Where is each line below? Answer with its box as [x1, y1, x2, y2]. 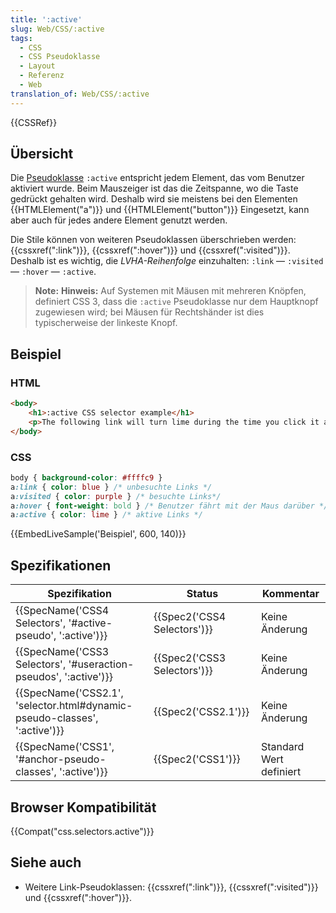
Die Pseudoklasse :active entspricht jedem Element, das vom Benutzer [10, 172, 305, 184]
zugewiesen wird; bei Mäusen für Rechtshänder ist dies [34, 306, 265, 318]
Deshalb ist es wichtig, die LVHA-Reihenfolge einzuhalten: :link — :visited [10, 255, 324, 267]
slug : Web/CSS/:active [10, 24, 105, 34]
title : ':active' [10, 14, 83, 25]
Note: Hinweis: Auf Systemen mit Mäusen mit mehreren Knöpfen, [34, 285, 307, 297]
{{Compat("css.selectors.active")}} [10, 825, 155, 837]
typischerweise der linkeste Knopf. [34, 317, 178, 329]
